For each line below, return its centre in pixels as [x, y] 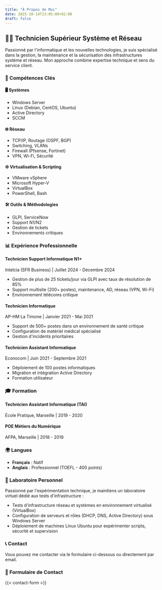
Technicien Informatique [30, 306]
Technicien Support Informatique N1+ [44, 259]
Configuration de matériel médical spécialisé [56, 331]
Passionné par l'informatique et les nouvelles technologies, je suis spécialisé [81, 50]
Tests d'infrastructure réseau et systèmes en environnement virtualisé [82, 505]
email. [11, 559]
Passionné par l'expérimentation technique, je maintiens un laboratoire [75, 491]
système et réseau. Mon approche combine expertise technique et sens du [80, 60]
